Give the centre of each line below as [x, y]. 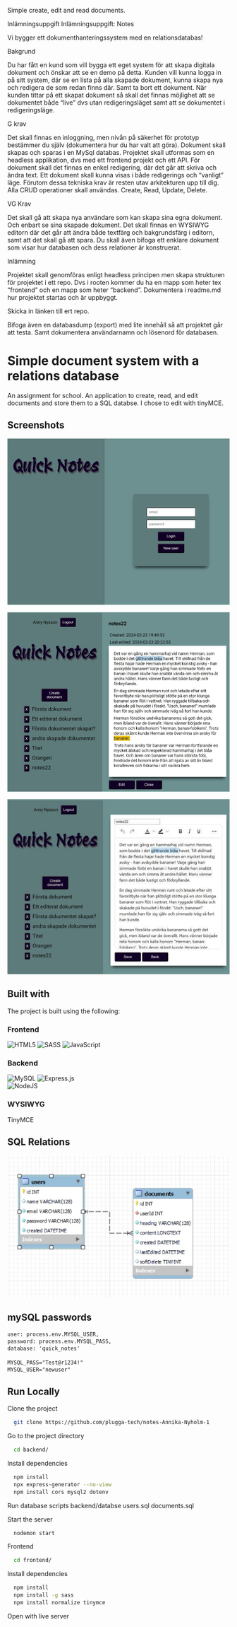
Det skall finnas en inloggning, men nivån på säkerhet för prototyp [103, 138]
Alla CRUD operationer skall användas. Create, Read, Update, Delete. [108, 190]
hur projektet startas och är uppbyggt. [63, 297]
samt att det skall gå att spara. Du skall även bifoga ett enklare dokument [113, 240]
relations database [63, 376]
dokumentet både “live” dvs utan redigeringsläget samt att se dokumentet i [116, 103]
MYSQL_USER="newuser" [39, 1370]
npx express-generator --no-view [63, 1484]
